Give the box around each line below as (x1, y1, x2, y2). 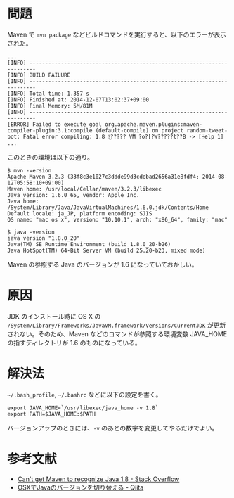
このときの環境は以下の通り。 (7, 153, 93, 161)
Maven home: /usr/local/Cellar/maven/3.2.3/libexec (7, 185, 162, 193)
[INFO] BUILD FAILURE (7, 71, 71, 79)
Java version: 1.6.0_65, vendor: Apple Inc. (7, 191, 140, 198)
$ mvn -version (7, 167, 52, 174)
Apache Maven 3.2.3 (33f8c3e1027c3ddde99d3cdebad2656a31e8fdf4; (7, 173, 200, 180)
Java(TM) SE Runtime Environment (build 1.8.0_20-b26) (7, 241, 171, 248)
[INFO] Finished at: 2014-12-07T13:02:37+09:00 (7, 96, 150, 103)
